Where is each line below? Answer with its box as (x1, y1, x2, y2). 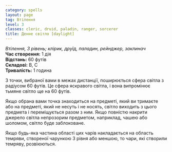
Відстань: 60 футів (5, 56, 47, 62)
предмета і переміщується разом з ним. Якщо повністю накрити (5, 109, 148, 115)
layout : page (5, 12, 33, 17)
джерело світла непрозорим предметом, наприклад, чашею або (5, 115, 148, 121)
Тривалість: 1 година (5, 67, 52, 73)
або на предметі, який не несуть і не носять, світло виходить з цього (5, 104, 157, 109)
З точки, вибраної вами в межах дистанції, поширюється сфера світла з (5, 78, 164, 83)
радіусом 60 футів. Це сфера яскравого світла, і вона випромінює (5, 83, 150, 89)
